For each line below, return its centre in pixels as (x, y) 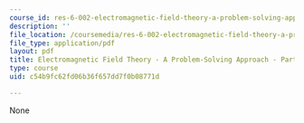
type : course (34, 69)
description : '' (40, 26)
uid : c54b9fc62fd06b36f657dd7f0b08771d (85, 77)
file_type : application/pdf (62, 43)
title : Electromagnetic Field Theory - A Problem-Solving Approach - (143, 60)
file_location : (38, 34)
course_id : (30, 18)
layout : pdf (32, 52)
